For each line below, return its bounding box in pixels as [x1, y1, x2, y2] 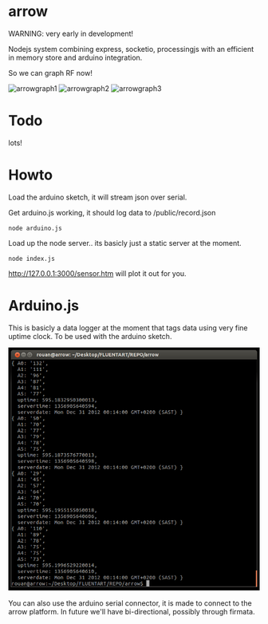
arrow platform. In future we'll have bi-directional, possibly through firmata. [8, 607, 255, 617]
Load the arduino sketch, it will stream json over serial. [8, 192, 187, 202]
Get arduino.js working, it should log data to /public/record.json [8, 207, 216, 217]
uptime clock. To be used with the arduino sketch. [8, 331, 172, 341]
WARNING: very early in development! [8, 29, 134, 38]
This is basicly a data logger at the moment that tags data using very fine [8, 322, 249, 333]
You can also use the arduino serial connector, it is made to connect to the [8, 598, 253, 608]
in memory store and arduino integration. [8, 53, 143, 62]
